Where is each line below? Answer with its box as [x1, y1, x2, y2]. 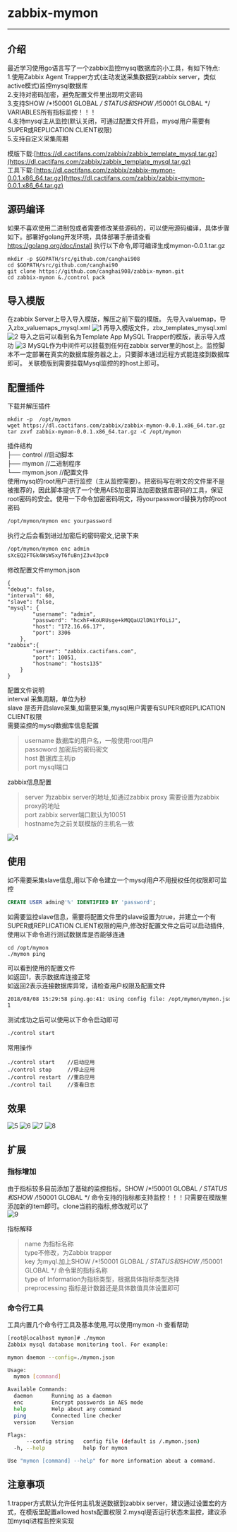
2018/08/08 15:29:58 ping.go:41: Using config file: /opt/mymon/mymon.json [7, 995, 235, 1002]
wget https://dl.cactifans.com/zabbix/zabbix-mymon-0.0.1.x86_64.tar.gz [7, 422, 226, 429]
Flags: [7, 1432, 27, 1439]
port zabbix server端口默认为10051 [24, 810, 126, 819]
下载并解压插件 [7, 402, 51, 411]
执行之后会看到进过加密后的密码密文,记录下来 [7, 532, 140, 540]
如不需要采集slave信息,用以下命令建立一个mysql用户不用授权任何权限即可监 [7, 875, 227, 884]
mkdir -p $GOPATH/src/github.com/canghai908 [7, 255, 140, 262]
